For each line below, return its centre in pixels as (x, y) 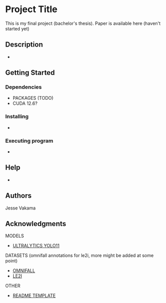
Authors (18, 196)
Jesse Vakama (20, 208)
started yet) (17, 28)
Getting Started (30, 73)
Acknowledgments (36, 224)
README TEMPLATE (34, 296)
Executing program (29, 141)
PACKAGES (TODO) (33, 98)
